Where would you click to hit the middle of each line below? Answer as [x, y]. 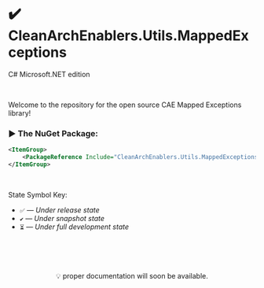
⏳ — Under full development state [74, 227]
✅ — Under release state [59, 210]
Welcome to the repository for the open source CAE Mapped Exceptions [125, 105]
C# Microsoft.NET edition [49, 74]
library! [20, 113]
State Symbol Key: [38, 194]
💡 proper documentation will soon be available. [132, 275]
